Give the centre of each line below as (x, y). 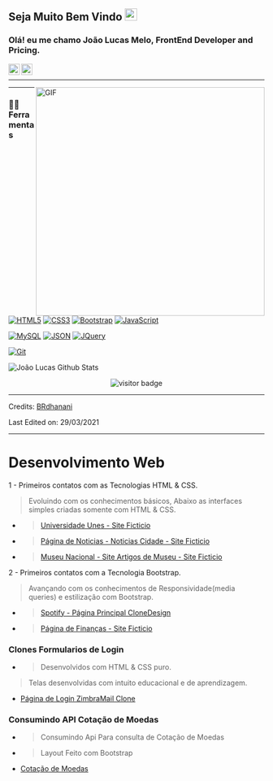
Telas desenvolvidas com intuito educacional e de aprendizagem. (138, 683)
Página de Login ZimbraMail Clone (78, 698)
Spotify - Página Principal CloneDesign (106, 612)
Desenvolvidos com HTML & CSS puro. (106, 666)
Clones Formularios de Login (66, 649)
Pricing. (24, 50)
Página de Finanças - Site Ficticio (96, 628)
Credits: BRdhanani (41, 406)
